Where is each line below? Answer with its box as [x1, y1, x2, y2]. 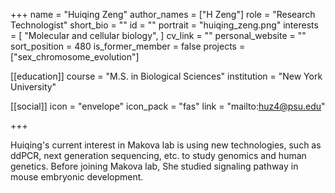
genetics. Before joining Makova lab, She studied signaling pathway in [10, 160, 299, 172]
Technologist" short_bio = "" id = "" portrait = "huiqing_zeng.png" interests [10, 19, 319, 31]
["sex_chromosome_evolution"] [10, 51, 140, 63]
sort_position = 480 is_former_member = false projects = [10, 40, 246, 52]
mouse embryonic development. [10, 171, 144, 183]
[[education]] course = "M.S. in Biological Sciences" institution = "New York [10, 70, 323, 82]
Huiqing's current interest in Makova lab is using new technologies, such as [10, 139, 322, 151]
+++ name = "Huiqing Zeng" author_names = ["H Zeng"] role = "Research [10, 9, 316, 20]
